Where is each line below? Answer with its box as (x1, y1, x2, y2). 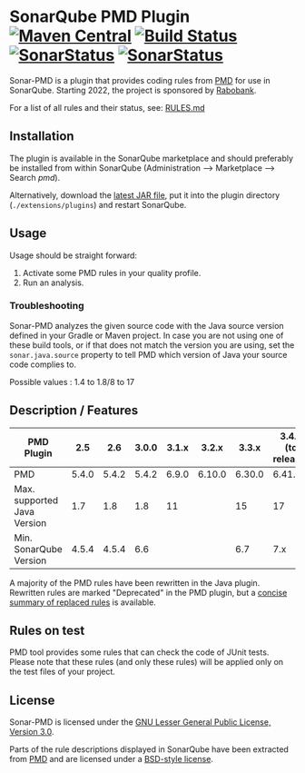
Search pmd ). (9, 172, 61, 183)
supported (14, 493, 59, 506)
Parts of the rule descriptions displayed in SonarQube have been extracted (9, 744, 289, 755)
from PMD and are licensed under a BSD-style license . (9, 754, 213, 765)
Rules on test (9, 623, 85, 639)
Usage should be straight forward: (9, 250, 138, 261)
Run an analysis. (22, 277, 84, 288)
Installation (9, 129, 74, 144)
